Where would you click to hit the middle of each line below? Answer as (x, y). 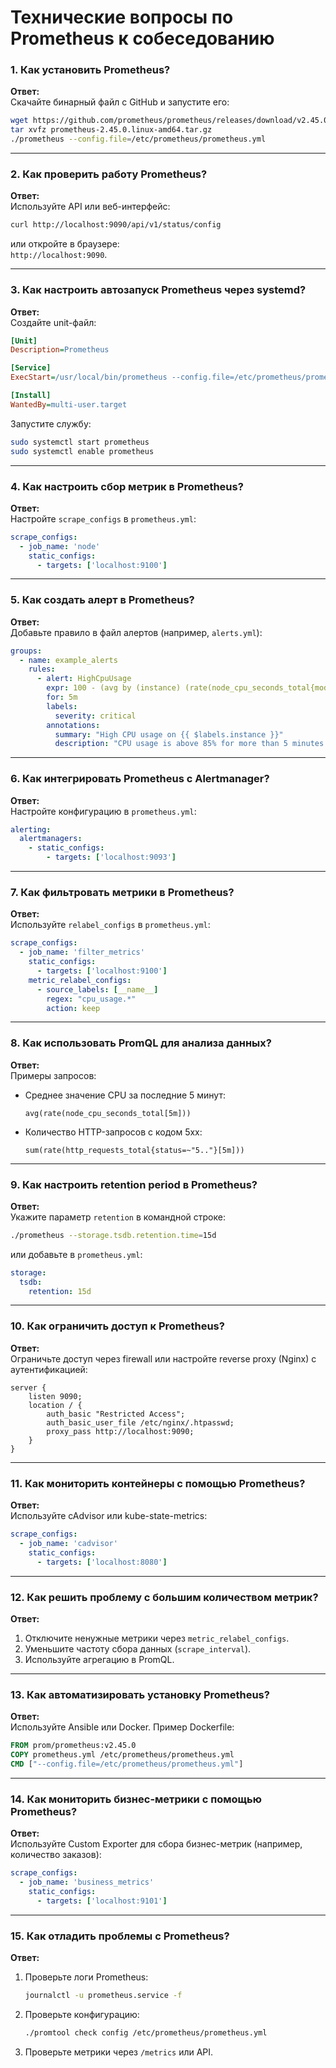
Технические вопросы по (122, 17)
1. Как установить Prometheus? (90, 70)
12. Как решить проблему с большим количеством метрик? (164, 1597)
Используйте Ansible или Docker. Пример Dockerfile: (122, 1727)
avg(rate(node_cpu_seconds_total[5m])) (108, 1113)
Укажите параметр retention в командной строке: (118, 1217)
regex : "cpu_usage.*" (91, 999)
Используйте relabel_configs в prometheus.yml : (110, 925)
